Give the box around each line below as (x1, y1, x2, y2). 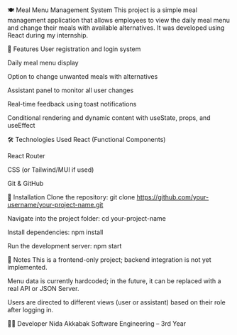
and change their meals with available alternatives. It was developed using (7, 23, 225, 32)
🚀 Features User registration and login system (7, 45, 141, 53)
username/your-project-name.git (7, 201, 104, 209)
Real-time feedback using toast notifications (7, 100, 137, 108)
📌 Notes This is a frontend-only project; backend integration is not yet (7, 256, 211, 264)
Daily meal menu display (7, 59, 79, 67)
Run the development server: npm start (7, 242, 122, 250)
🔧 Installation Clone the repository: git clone (7, 193, 136, 201)
